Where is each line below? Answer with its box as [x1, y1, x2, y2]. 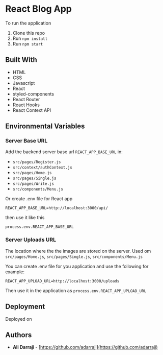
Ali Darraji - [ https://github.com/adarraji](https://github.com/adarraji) [12, 344, 158, 350]
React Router [12, 96, 40, 102]
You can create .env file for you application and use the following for [5, 263, 149, 269]
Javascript [12, 80, 35, 86]
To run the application [5, 20, 51, 26]
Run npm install [12, 35, 48, 41]
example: [5, 269, 24, 275]
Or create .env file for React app [5, 196, 73, 202]
